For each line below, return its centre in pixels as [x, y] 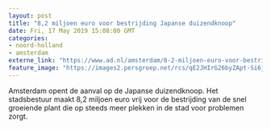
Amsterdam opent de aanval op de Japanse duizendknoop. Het [113, 91]
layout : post [30, 16]
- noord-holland [35, 46]
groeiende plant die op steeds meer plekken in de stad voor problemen [126, 107]
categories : [28, 38]
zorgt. [18, 116]
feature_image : [34, 68]
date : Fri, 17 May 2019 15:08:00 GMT [72, 30]
